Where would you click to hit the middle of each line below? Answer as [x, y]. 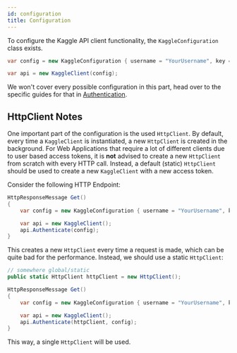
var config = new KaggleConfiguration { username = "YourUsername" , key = [120, 61]
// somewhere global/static [49, 271]
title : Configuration [39, 20]
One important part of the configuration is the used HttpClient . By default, [115, 134]
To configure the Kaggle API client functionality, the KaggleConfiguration [113, 40]
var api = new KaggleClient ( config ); [63, 74]
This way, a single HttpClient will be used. [69, 342]
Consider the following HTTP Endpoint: [64, 185]
